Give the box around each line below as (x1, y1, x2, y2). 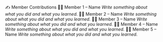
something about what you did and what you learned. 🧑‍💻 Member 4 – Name (5, 21, 158, 27)
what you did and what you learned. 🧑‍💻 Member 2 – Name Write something (5, 11, 157, 17)
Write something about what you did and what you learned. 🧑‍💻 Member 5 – (5, 26, 157, 32)
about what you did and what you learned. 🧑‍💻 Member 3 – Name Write (5, 16, 147, 22)
